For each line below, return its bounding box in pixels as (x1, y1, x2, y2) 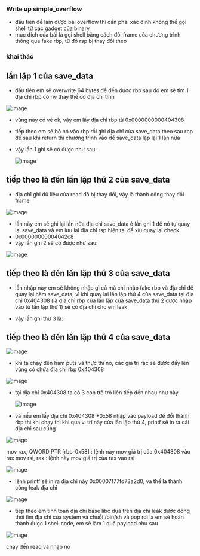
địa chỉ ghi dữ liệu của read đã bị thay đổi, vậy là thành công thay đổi (14, 190, 184, 198)
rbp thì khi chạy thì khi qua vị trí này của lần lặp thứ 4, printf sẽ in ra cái (14, 418, 189, 426)
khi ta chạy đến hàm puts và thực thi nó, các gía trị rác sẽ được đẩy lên (14, 360, 189, 367)
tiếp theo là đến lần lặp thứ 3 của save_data (6, 268, 170, 278)
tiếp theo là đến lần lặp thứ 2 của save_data (6, 175, 170, 185)
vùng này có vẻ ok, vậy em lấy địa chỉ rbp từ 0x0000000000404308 (14, 116, 184, 124)
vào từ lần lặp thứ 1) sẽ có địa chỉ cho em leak (14, 303, 128, 310)
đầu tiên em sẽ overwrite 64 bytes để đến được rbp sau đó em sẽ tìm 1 (14, 87, 189, 94)
